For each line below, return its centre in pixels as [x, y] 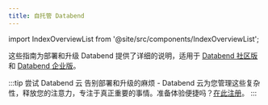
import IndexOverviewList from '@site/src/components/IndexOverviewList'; [134, 39]
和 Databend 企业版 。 [44, 65]
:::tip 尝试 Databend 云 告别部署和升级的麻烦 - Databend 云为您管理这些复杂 [134, 82]
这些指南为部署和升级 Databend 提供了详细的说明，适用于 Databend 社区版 [133, 55]
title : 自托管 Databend [46, 16]
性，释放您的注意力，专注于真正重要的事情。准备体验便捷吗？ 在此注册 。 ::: [133, 93]
